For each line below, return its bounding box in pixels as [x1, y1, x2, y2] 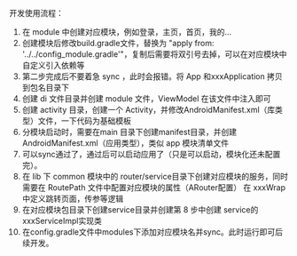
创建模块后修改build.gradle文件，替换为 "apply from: [21, 38, 215, 48]
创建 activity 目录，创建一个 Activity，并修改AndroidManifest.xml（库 [21, 105, 276, 115]
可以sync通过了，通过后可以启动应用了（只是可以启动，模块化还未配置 [21, 149, 281, 159]
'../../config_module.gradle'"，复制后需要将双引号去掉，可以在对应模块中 [21, 49, 287, 60]
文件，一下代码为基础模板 [37, 116, 131, 126]
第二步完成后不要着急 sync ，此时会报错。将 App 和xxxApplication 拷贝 [21, 71, 283, 82]
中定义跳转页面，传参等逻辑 [21, 194, 124, 204]
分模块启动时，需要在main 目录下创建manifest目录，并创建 [21, 127, 238, 137]
